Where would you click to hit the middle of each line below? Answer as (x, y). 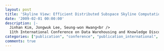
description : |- (21, 23)
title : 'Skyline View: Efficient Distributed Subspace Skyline (71, 14)
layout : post (18, 9)
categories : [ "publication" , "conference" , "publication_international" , (82, 37)
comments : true (20, 41)
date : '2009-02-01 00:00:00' (35, 18)
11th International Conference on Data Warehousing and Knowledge (78, 32)
